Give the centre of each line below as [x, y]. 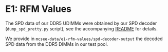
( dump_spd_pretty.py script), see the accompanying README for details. [82, 28]
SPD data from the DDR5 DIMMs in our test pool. [57, 44]
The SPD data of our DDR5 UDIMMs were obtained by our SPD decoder [81, 23]
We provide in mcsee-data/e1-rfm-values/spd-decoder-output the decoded [84, 39]
